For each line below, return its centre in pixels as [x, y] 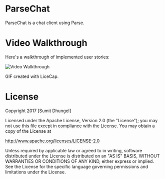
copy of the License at [28, 131]
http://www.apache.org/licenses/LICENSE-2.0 [52, 141]
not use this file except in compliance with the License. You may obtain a [80, 126]
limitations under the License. [35, 172]
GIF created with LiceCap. [32, 76]
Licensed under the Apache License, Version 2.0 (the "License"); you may [81, 120]
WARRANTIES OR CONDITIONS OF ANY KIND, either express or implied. [79, 161]
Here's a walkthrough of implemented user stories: [57, 57]
